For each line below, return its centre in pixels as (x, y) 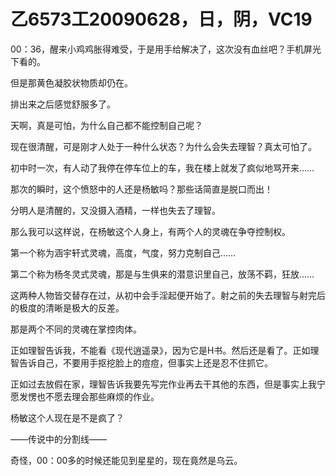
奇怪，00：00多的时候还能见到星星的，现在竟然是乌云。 (126, 460)
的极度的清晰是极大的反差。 (67, 307)
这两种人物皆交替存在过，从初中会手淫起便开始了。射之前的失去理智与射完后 (168, 295)
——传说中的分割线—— (58, 439)
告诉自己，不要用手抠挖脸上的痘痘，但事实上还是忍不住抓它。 (145, 362)
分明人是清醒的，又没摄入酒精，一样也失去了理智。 (115, 210)
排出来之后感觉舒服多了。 (63, 104)
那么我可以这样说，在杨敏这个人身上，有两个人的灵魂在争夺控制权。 (150, 231)
